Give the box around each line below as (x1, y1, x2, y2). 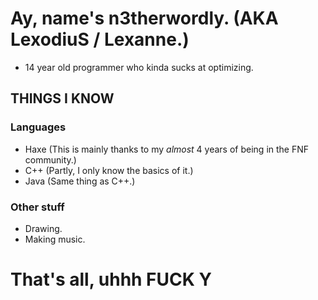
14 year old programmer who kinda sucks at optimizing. (24, 61, 254, 73)
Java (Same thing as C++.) (24, 175, 136, 187)
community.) (24, 153, 77, 166)
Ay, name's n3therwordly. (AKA (10, 7, 279, 30)
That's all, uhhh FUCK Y (10, 268, 212, 291)
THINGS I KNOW (10, 90, 115, 107)
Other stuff (10, 200, 65, 214)
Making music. (24, 233, 86, 245)
